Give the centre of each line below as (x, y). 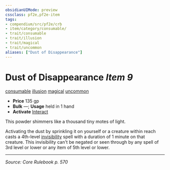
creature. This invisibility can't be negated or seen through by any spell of (82, 142)
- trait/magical (22, 43)
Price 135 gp (26, 101)
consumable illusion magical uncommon (47, 91)
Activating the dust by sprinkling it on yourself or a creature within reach (80, 132)
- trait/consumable (26, 33)
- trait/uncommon (24, 48)
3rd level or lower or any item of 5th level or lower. (57, 148)
